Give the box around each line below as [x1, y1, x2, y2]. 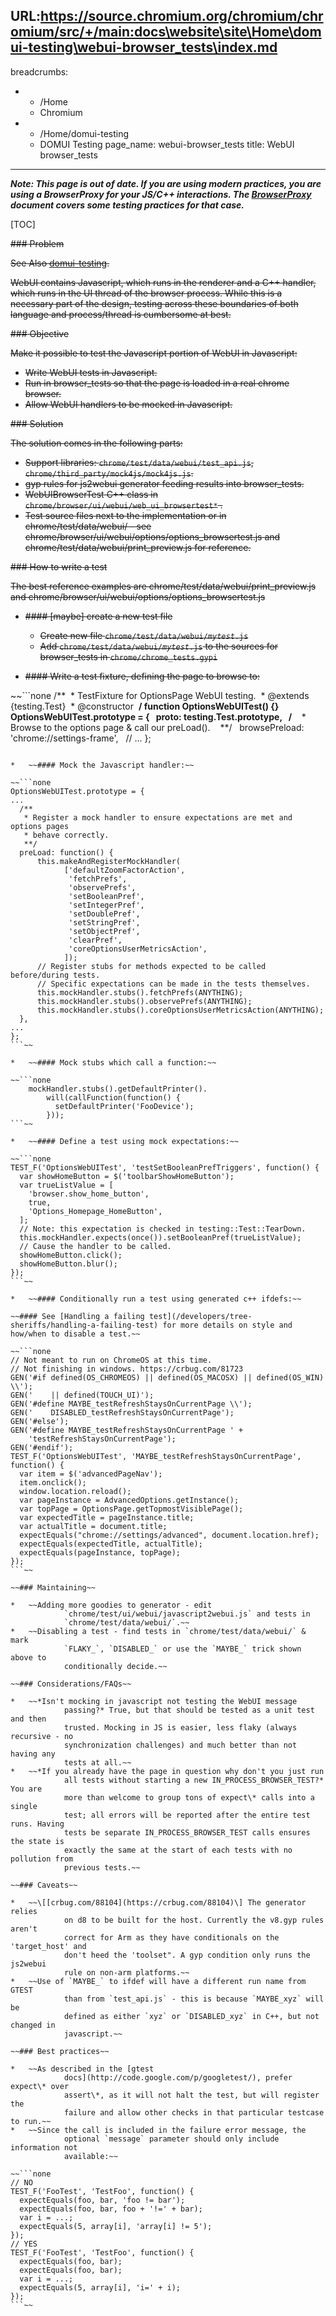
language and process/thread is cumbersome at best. [10, 308, 232, 320]
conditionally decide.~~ [63, 1661, 168, 1671]
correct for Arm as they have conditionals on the [63, 1932, 280, 1943]
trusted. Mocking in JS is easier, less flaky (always [63, 1722, 298, 1733]
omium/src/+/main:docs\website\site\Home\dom [10, 24, 322, 41]
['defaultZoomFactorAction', [63, 865, 186, 875]
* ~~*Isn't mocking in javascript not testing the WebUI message [10, 1696, 298, 1706]
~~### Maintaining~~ [10, 1582, 97, 1593]
